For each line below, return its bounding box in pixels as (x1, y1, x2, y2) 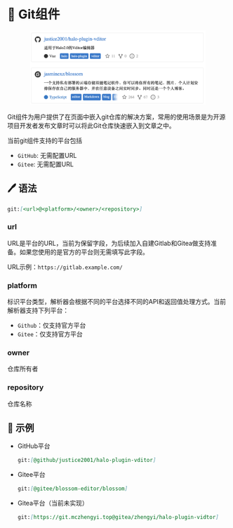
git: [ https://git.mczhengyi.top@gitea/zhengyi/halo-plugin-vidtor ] (17, 514, 219, 521)
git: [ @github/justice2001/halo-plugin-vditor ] (17, 457, 157, 464)
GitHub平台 (17, 442, 51, 450)
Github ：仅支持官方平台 (17, 321, 86, 329)
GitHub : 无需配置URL (17, 151, 77, 159)
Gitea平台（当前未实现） (17, 499, 89, 508)
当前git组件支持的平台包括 (7, 136, 83, 145)
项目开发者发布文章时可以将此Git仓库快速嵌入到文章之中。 (7, 121, 175, 130)
